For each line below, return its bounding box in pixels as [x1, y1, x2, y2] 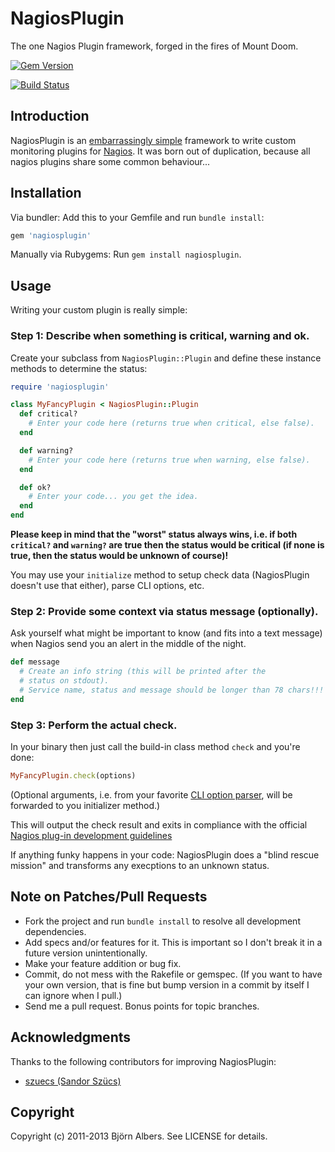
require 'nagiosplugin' [10, 382, 110, 392]
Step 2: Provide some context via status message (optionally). [10, 604, 319, 618]
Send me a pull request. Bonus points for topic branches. [24, 1000, 260, 1012]
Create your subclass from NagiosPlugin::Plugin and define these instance [10, 352, 322, 364]
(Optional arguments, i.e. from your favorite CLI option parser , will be [10, 788, 293, 801]
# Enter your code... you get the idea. [28, 492, 199, 502]
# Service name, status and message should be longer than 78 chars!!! [19, 685, 325, 695]
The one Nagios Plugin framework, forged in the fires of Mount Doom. [10, 40, 299, 52]
